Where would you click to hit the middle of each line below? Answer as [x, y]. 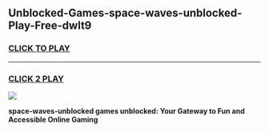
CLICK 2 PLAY [36, 78]
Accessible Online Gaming [53, 119]
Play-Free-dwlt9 [50, 26]
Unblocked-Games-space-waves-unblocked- [125, 13]
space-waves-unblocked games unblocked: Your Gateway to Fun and [127, 110]
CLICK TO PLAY [39, 49]
